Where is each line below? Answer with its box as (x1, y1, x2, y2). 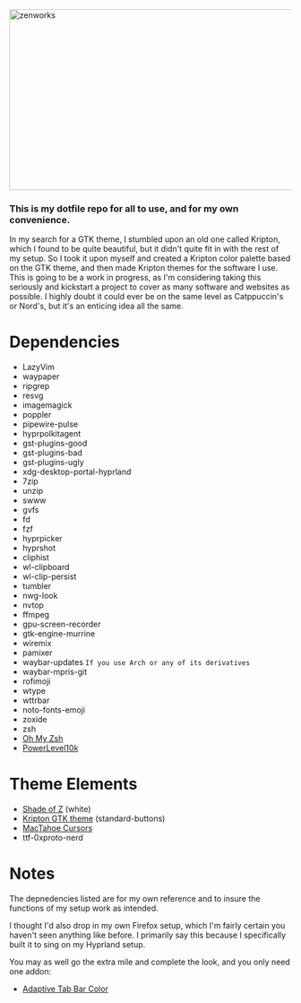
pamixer (21, 647, 53, 658)
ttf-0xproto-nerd (21, 833, 83, 843)
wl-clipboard (21, 562, 70, 573)
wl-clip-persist (21, 571, 77, 582)
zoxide (21, 714, 47, 725)
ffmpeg (21, 610, 50, 620)
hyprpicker (21, 533, 63, 544)
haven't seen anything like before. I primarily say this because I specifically (9, 930, 287, 940)
